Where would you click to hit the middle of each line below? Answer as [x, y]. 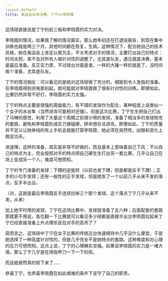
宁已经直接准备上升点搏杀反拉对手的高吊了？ [51, 222]
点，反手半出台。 [23, 182]
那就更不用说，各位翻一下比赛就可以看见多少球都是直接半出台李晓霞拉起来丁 [84, 216]
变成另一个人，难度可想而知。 [44, 159]
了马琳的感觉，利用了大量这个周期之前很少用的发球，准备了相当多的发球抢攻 [84, 117]
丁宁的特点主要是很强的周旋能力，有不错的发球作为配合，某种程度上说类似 [82, 105]
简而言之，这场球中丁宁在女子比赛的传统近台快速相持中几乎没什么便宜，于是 [84, 233]
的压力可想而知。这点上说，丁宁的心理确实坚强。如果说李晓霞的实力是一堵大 [84, 245]
